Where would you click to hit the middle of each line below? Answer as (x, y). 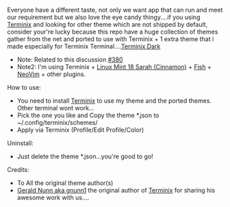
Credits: (18, 170)
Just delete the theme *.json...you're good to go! (85, 156)
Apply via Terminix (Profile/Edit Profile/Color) (80, 130)
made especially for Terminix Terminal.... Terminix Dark (84, 46)
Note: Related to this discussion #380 (70, 60)
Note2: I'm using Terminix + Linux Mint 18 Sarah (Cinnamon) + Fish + (114, 67)
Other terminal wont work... (55, 108)
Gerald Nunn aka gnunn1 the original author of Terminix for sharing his (116, 190)
